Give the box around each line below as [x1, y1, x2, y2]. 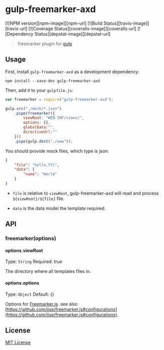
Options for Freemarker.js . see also [5, 301, 78, 307]
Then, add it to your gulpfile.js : [5, 87, 73, 93]
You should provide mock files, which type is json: [5, 148, 109, 154]
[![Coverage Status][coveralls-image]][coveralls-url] [28, 25, 137, 31]
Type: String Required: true [5, 258, 62, 265]
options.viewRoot [5, 247, 43, 253]
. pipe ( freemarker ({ [14, 111, 55, 116]
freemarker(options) [5, 235, 56, 242]
